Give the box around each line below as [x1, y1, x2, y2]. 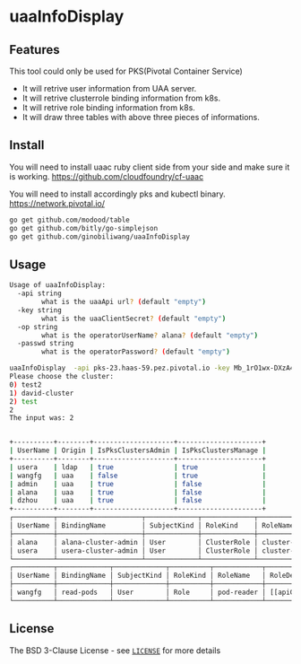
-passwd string [17, 339, 74, 348]
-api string [17, 289, 63, 298]
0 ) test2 [9, 380, 42, 389]
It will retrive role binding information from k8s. [21, 102, 195, 113]
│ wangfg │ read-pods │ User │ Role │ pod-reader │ [9, 588, 267, 597]
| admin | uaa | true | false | [9, 479, 267, 488]
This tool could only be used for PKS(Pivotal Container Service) [9, 66, 244, 76]
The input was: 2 [9, 414, 74, 423]
